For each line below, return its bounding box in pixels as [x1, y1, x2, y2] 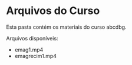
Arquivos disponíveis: [6, 35, 58, 42]
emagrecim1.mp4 [14, 52, 57, 59]
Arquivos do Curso [6, 4, 100, 18]
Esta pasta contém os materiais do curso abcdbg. [6, 23, 127, 30]
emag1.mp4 [14, 46, 44, 53]
